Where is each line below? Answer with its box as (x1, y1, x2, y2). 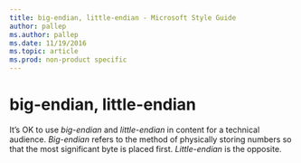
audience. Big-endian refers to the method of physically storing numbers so (9, 133, 292, 145)
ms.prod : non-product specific (9, 55, 127, 64)
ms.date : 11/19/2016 (9, 38, 88, 48)
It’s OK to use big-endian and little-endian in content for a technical (9, 124, 260, 135)
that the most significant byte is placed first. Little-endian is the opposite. (9, 143, 282, 154)
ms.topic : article (9, 47, 79, 56)
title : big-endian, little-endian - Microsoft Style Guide (9, 13, 237, 23)
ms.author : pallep (9, 30, 79, 39)
